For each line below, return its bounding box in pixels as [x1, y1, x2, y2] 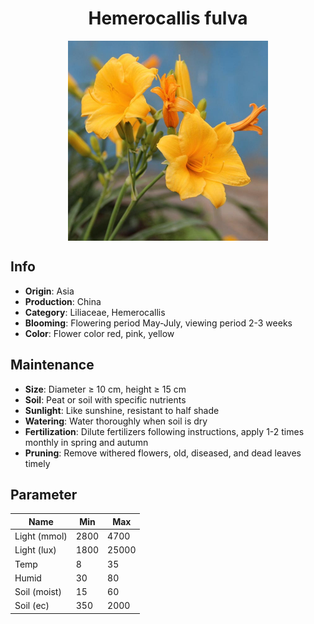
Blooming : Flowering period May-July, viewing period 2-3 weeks [24, 317, 293, 329]
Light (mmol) [14, 530, 68, 542]
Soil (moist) [14, 586, 62, 598]
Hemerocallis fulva [88, 7, 248, 30]
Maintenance [10, 357, 95, 374]
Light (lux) [14, 544, 57, 556]
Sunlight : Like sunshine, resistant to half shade [24, 404, 220, 416]
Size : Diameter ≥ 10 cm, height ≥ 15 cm [24, 383, 187, 395]
